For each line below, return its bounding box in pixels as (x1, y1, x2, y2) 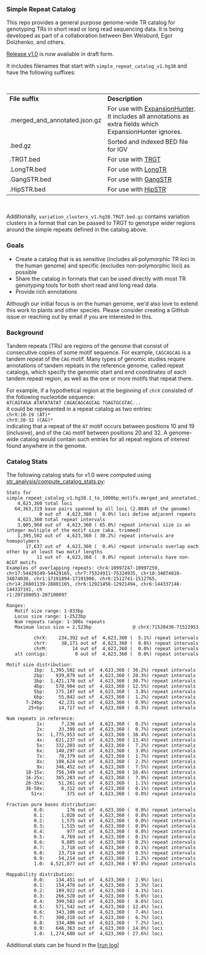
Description (107, 95, 143, 103)
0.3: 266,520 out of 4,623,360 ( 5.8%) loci (33, 893, 164, 899)
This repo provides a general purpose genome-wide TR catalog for (6, 19, 176, 26)
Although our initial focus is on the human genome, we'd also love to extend (6, 300, 198, 307)
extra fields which (107, 120, 159, 128)
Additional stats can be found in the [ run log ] (6, 941, 120, 949)
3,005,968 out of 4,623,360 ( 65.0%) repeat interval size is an (17, 522, 191, 529)
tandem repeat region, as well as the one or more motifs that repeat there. (6, 374, 193, 382)
